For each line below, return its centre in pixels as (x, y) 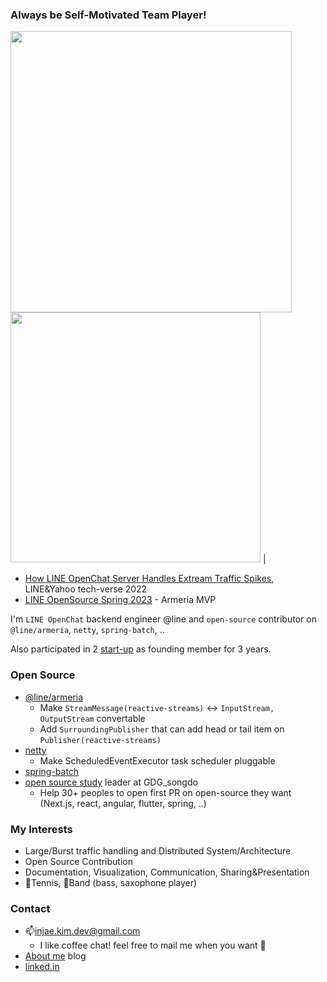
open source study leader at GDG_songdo (111, 782)
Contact (30, 908)
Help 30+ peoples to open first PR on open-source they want (165, 792)
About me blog (55, 956)
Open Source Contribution (78, 861)
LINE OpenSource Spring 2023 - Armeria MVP (120, 600)
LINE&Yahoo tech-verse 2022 (86, 589)
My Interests (41, 829)
